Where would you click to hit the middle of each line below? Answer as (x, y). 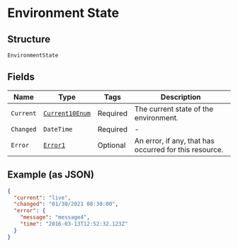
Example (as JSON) (51, 175)
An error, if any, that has (174, 141)
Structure (29, 39)
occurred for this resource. (179, 149)
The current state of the (174, 109)
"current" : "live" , (42, 197)
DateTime (58, 129)
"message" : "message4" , (55, 217)
